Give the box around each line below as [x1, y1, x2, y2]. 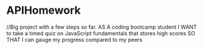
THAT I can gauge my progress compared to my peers [6, 36, 143, 43]
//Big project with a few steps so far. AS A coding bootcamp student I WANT [6, 23, 198, 30]
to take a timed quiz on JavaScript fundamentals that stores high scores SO [6, 29, 196, 36]
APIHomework [6, 4, 81, 17]
